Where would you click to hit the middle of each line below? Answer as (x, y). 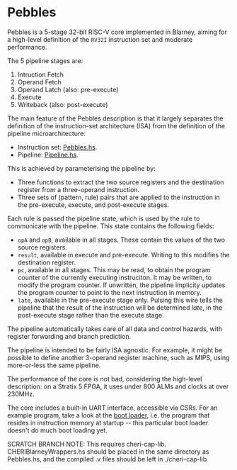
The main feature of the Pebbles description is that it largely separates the (116, 118)
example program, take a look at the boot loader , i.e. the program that (109, 415)
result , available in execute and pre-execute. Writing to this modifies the (123, 254)
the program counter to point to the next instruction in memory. (109, 292)
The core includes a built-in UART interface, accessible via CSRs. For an (112, 408)
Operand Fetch (39, 82)
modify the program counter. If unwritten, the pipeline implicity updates (121, 285)
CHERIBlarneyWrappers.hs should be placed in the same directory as (108, 452)
